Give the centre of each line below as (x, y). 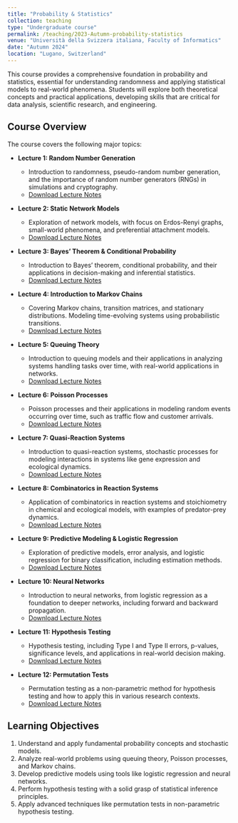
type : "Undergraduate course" (52, 27)
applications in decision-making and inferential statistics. (112, 273)
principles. (33, 796)
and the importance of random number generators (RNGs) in (117, 179)
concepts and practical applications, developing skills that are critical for (114, 96)
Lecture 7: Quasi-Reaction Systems (71, 438)
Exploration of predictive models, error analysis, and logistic (117, 552)
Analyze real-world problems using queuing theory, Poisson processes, (123, 758)
